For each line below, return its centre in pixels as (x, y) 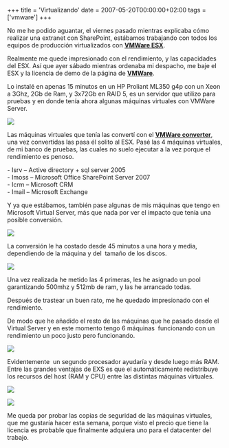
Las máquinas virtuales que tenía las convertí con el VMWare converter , (110, 135)
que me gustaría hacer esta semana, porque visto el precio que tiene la (108, 423)
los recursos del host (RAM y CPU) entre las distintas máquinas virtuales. (111, 376)
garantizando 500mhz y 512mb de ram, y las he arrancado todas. (100, 287)
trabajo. (18, 437)
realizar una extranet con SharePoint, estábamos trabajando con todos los (112, 38)
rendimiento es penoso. (41, 157)
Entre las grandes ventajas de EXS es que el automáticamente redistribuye (113, 369)
